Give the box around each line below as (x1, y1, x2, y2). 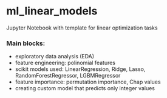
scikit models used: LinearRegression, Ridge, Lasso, (15, 66, 146, 73)
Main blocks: (6, 39, 46, 47)
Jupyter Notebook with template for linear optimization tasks (6, 24, 158, 31)
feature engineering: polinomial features (15, 59, 115, 67)
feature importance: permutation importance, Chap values (15, 78, 161, 85)
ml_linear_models (6, 4, 98, 18)
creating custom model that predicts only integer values (15, 85, 155, 92)
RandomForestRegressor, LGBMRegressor (15, 72, 121, 79)
